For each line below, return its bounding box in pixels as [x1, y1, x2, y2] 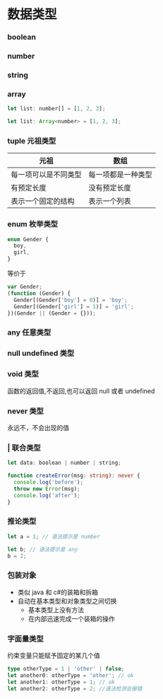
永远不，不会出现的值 [7, 423, 69, 432]
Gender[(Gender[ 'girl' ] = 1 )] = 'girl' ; [13, 303, 134, 310]
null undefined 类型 [7, 348, 75, 358]
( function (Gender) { [7, 289, 71, 297]
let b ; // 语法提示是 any [7, 545, 78, 553]
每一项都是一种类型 [88, 170, 153, 180]
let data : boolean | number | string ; [7, 459, 121, 467]
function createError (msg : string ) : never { [7, 472, 140, 480]
